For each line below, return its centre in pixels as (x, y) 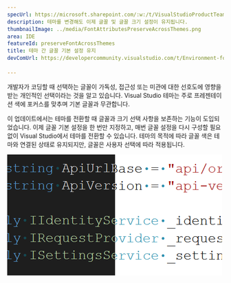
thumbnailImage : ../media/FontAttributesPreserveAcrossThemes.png (104, 29)
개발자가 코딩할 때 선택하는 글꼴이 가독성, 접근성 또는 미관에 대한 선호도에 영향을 (114, 87)
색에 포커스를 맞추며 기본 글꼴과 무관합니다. (72, 104)
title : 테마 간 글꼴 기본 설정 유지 (52, 51)
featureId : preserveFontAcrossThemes (61, 44)
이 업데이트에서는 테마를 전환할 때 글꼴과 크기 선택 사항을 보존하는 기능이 (104, 118)
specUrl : (20, 14)
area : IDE (21, 36)
